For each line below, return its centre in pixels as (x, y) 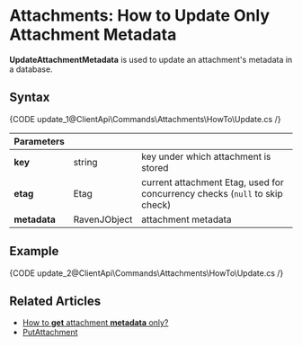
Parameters (39, 141)
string (85, 162)
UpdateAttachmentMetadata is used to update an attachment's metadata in (151, 59)
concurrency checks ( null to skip (212, 193)
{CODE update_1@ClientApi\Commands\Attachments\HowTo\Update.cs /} (145, 119)
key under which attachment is (206, 156)
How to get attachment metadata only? (95, 323)
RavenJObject (103, 219)
